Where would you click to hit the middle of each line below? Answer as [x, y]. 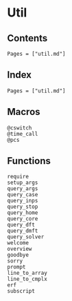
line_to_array [27, 273]
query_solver [26, 237]
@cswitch [20, 128]
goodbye [18, 255]
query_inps [23, 201]
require [18, 177]
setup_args [23, 183]
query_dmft [23, 231]
